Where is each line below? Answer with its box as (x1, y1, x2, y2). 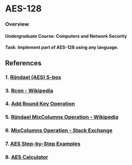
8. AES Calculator (5, 154, 49, 161)
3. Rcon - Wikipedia (5, 87, 54, 94)
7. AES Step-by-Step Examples (5, 140, 81, 147)
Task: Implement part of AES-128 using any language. (5, 44, 119, 50)
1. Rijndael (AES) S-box (5, 74, 62, 81)
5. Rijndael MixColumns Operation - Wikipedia (5, 114, 119, 121)
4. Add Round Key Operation (5, 100, 75, 107)
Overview (5, 21, 29, 28)
